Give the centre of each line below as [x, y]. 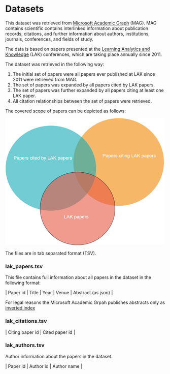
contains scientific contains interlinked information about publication [77, 28]
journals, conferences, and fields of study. [49, 39]
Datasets [25, 9]
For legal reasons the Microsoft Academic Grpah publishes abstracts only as [85, 302]
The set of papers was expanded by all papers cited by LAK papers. [84, 85]
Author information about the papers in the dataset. [59, 356]
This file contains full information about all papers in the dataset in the [78, 277]
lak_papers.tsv [24, 266]
